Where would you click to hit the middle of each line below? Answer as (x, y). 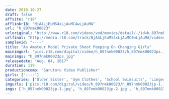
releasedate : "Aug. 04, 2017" (37, 61)
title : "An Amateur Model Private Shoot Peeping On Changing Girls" (78, 47)
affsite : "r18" (21, 19)
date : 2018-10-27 (23, 10)
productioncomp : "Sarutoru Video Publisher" (53, 70)
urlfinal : (16, 38)
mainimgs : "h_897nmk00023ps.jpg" (40, 56)
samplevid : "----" (24, 42)
